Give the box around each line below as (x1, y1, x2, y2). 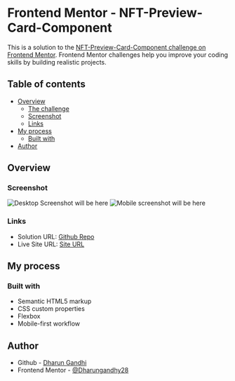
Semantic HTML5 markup (17, 297, 92, 306)
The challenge (27, 104, 70, 113)
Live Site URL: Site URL (17, 240, 85, 248)
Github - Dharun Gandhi (17, 359, 87, 367)
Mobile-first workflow (17, 319, 81, 328)
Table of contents (7, 79, 86, 91)
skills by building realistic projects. (7, 58, 107, 66)
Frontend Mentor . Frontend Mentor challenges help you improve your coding (7, 51, 229, 59)
